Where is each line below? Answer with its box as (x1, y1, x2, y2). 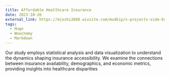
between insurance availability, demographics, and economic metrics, (5, 60, 151, 66)
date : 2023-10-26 (5, 12, 42, 17)
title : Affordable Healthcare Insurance (5, 7, 92, 13)
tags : (5, 21, 17, 27)
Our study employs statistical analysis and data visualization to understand (5, 49, 161, 56)
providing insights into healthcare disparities (5, 65, 98, 71)
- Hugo (10, 26, 24, 31)
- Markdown (10, 36, 33, 41)
